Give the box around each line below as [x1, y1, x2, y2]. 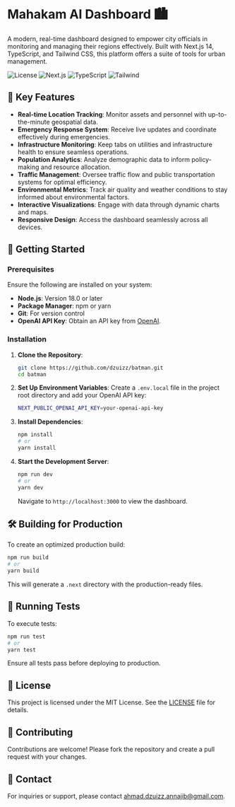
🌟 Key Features [7, 91, 76, 103]
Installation [7, 335, 47, 344]
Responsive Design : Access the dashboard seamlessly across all [17, 215, 208, 223]
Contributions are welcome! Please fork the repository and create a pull [7, 745, 215, 754]
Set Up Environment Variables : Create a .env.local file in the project [17, 383, 220, 392]
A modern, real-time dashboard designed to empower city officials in [7, 34, 208, 43]
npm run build [7, 554, 49, 562]
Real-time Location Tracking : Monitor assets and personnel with [17, 110, 207, 118]
